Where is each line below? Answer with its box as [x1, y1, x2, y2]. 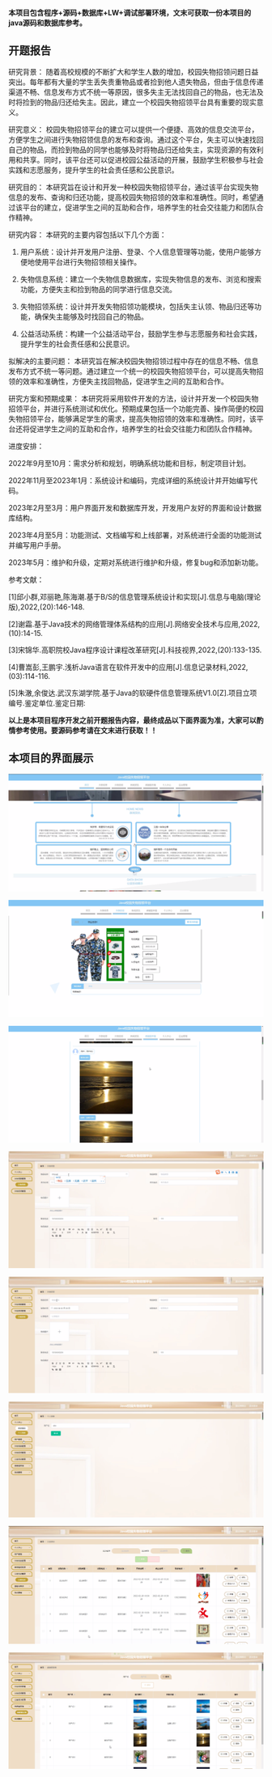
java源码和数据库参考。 [8, 18, 87, 28]
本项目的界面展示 [8, 752, 94, 766]
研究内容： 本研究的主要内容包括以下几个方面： [8, 230, 167, 240]
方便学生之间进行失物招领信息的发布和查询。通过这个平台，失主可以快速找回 [8, 134, 264, 144]
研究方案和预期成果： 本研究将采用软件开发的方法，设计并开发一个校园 [8, 393, 244, 403]
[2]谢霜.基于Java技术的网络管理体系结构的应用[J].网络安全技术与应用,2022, [8, 619, 261, 629]
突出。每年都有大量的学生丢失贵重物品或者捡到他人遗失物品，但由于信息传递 [8, 77, 264, 87]
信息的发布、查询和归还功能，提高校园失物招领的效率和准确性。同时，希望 [8, 192, 257, 201]
